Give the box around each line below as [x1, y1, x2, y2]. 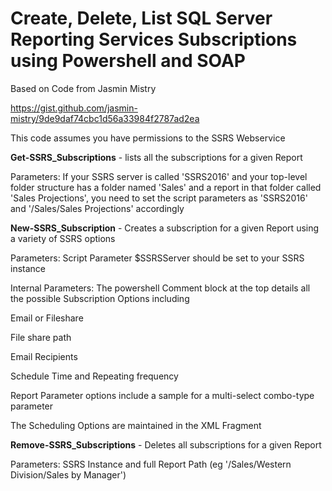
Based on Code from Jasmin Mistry [10, 82, 157, 94]
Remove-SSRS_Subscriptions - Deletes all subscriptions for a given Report [10, 438, 322, 451]
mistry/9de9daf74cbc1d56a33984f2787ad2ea [10, 112, 200, 124]
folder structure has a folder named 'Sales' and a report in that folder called [10, 181, 322, 193]
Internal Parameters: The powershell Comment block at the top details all [10, 282, 311, 294]
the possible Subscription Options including [10, 292, 190, 304]
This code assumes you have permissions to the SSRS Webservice [10, 132, 286, 144]
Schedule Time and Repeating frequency [10, 370, 179, 382]
